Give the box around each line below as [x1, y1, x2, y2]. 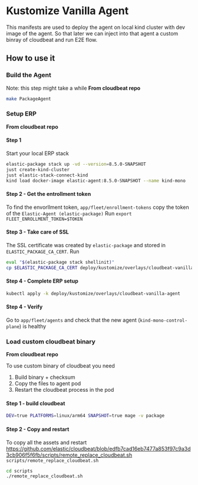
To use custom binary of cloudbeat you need [6, 362, 115, 369]
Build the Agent [6, 71, 51, 79]
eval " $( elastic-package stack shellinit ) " [6, 259, 115, 265]
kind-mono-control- [140, 317, 187, 323]
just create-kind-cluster [6, 166, 70, 172]
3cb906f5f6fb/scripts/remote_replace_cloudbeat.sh [6, 451, 133, 458]
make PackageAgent [6, 96, 51, 101]
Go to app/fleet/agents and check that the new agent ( [6, 316, 140, 323]
